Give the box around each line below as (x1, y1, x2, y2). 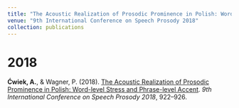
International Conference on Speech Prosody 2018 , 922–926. (7, 93, 187, 102)
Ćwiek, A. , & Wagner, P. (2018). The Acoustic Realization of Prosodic (7, 77, 210, 86)
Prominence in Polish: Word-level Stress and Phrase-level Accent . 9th (7, 85, 212, 94)
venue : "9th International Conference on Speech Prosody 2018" (7, 17, 199, 24)
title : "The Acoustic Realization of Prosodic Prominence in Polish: (7, 10, 218, 18)
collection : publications (7, 23, 84, 31)
